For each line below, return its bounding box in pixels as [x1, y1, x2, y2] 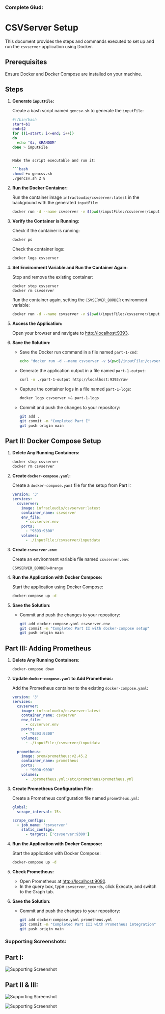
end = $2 [12, 127, 26, 131]
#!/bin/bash [12, 117, 37, 122]
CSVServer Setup [5, 22, 79, 33]
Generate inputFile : [12, 98, 55, 104]
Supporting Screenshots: [5, 938, 67, 945]
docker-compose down [12, 666, 55, 672]
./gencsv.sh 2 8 [12, 176, 46, 181]
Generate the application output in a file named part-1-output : [19, 368, 146, 374]
